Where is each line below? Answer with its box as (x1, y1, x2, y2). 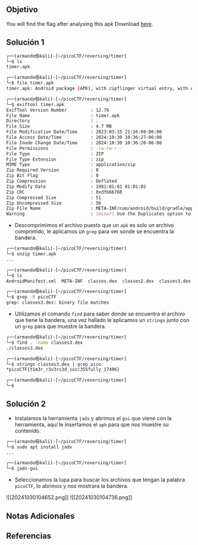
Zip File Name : (6, 205, 94, 211)
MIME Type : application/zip (6, 162, 136, 168)
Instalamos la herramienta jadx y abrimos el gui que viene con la (14, 414, 172, 421)
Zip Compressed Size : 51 (6, 194, 101, 201)
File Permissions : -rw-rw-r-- (6, 145, 123, 151)
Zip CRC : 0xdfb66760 (6, 189, 123, 195)
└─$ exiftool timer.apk (6, 101, 65, 108)
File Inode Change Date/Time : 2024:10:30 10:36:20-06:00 (6, 139, 162, 146)
